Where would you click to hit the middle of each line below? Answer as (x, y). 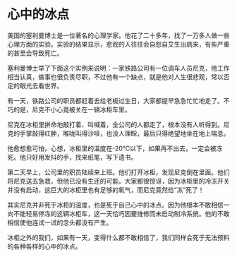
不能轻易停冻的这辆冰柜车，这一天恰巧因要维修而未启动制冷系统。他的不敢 (121, 213)
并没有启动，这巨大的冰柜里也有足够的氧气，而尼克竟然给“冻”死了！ (106, 190)
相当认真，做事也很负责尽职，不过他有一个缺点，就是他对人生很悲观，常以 (115, 77)
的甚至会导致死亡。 (35, 53)
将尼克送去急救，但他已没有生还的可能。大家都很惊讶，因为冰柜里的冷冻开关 (119, 181)
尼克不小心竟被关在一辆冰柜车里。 (81, 109)
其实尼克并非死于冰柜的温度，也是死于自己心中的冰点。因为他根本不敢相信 (115, 205)
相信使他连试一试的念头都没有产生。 (60, 222)
